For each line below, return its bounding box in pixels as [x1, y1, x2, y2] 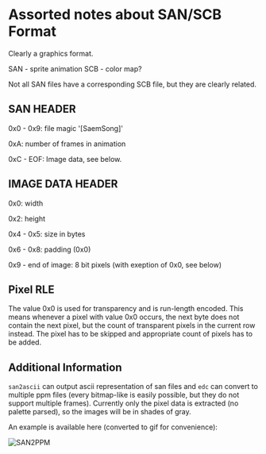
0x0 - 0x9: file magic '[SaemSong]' [8, 123, 123, 133]
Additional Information [8, 360, 122, 374]
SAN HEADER [8, 102, 76, 116]
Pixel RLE [8, 283, 55, 296]
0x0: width [8, 198, 44, 208]
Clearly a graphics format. [8, 48, 94, 58]
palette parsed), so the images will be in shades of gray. [8, 407, 192, 417]
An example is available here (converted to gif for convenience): [8, 422, 218, 432]
